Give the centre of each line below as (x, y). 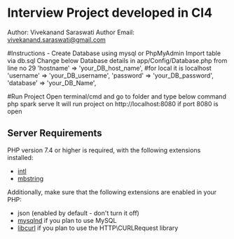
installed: (20, 157)
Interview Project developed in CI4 (110, 13)
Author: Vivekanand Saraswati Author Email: (71, 32)
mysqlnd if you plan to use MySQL (67, 220)
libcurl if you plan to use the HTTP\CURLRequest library (98, 228)
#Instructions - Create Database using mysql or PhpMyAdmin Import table (114, 53)
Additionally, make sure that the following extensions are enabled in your (112, 192)
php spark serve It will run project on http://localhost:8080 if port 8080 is (113, 103)
